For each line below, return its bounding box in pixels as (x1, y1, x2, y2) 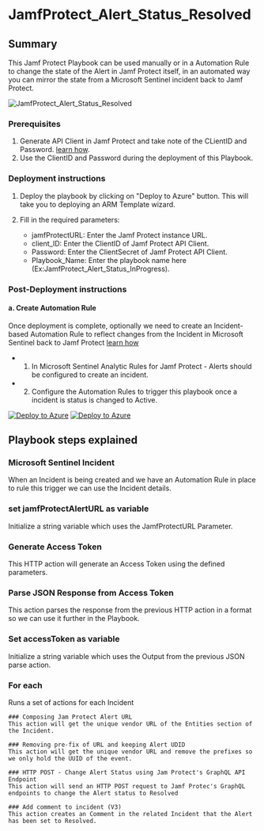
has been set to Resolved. (8, 817, 97, 825)
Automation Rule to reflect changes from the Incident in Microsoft (30, 329, 243, 338)
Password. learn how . (19, 145, 90, 154)
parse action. (8, 660, 51, 669)
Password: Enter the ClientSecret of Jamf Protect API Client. (31, 247, 228, 257)
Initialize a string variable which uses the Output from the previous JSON (8, 651, 245, 661)
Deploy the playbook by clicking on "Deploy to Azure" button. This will (19, 191, 249, 200)
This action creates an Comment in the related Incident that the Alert (8, 810, 253, 818)
